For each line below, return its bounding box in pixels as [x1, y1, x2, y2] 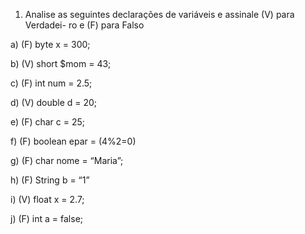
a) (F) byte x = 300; [10, 39, 91, 50]
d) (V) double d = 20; [10, 97, 98, 108]
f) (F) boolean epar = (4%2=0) [10, 135, 137, 147]
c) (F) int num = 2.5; [10, 77, 93, 89]
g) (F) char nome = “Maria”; [10, 155, 124, 166]
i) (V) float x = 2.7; [10, 194, 85, 205]
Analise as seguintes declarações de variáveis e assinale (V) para [24, 9, 295, 20]
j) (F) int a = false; [10, 213, 84, 224]
